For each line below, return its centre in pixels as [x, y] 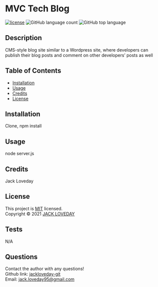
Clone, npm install [23, 126]
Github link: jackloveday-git [33, 274]
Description [23, 38]
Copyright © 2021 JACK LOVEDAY [40, 214]
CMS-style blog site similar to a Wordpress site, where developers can [77, 50]
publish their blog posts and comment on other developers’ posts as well [79, 55]
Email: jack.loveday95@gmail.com [40, 279]
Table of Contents [33, 71]
